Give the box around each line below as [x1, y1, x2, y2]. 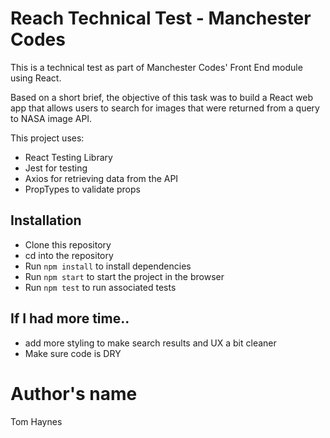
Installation [10, 212, 82, 229]
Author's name [10, 382, 138, 405]
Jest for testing [24, 162, 88, 174]
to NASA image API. [10, 112, 93, 124]
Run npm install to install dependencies [24, 260, 192, 272]
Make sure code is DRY [24, 347, 122, 359]
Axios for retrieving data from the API [24, 172, 179, 184]
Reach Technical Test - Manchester [10, 7, 312, 30]
